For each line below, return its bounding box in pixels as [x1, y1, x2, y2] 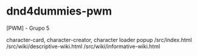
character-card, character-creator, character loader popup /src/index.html [6, 36, 192, 43]
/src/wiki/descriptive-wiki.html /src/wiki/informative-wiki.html [6, 43, 161, 50]
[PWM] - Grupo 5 [6, 24, 50, 32]
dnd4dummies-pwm [6, 4, 112, 18]
